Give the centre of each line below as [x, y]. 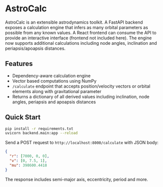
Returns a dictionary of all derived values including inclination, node [81, 96]
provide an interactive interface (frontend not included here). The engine [79, 38]
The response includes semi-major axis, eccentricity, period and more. [77, 179]
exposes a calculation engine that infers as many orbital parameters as [77, 27]
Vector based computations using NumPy [54, 81]
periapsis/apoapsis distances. [35, 48]
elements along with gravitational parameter [57, 91]
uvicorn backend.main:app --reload [41, 133]
